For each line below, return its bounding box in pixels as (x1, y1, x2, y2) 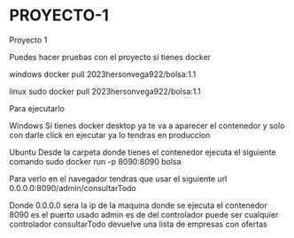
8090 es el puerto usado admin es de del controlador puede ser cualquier (9, 209, 279, 219)
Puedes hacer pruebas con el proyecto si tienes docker (9, 51, 211, 62)
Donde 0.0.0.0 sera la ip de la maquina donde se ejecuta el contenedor (9, 200, 267, 211)
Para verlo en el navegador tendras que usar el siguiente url (9, 173, 228, 184)
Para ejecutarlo (9, 103, 65, 113)
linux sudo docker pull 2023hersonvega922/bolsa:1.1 (9, 86, 201, 96)
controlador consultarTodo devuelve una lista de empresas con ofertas (9, 219, 267, 229)
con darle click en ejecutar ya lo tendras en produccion (9, 129, 211, 140)
